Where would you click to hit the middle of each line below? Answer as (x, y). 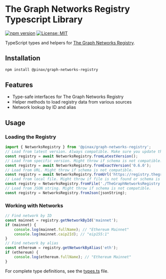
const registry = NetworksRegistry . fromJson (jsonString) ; (66, 193)
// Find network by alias (32, 243)
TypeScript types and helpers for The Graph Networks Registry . (70, 42)
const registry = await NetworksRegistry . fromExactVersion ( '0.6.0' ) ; (78, 165)
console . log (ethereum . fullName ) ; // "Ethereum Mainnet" (73, 257)
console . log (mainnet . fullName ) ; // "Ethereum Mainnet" (72, 229)
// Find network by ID (28, 216)
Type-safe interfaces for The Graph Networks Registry (68, 97)
